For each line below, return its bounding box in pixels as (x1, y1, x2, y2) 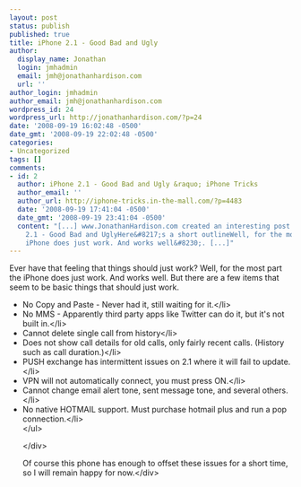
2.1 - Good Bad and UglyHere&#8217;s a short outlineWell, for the (25, 230, 282, 239)
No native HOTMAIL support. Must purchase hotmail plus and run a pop (21, 404, 288, 415)
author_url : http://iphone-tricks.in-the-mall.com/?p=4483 (17, 196, 243, 206)
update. (262, 356, 291, 368)
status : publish (9, 22, 70, 30)
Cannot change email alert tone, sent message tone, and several (21, 385, 261, 396)
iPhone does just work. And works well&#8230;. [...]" (25, 239, 235, 248)
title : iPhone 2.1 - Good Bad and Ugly (9, 38, 159, 48)
